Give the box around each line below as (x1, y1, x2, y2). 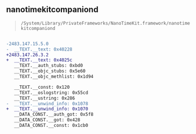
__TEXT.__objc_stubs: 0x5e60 (14, 68, 86, 74)
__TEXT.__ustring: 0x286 (14, 95, 76, 101)
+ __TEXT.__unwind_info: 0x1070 (6, 106, 89, 112)
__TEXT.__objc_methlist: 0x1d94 (14, 73, 94, 80)
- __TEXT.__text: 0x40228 (6, 46, 73, 52)
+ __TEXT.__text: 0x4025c (6, 57, 73, 63)
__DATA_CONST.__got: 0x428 (14, 117, 81, 123)
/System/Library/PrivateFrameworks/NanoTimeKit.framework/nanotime (20, 20, 190, 26)
